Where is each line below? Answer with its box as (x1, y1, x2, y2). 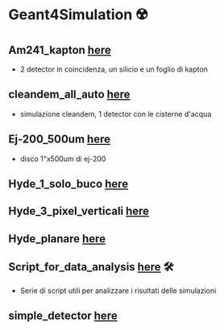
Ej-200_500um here (8, 133, 111, 146)
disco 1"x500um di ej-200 (19, 154, 106, 163)
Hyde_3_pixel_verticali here (8, 204, 150, 218)
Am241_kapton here (8, 43, 111, 56)
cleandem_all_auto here (8, 88, 131, 101)
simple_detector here (8, 309, 118, 322)
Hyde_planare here (8, 232, 106, 245)
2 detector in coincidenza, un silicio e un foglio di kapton (19, 64, 208, 74)
